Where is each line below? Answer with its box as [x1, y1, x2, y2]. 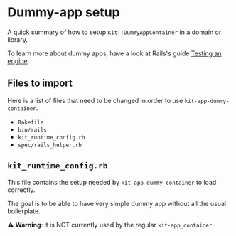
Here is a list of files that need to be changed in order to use [7, 96, 183, 104]
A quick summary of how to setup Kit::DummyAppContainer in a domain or [7, 28, 222, 36]
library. [7, 35, 28, 43]
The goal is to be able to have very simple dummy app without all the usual [7, 199, 226, 208]
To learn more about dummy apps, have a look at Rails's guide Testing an [7, 49, 222, 58]
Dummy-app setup [7, 4, 121, 21]
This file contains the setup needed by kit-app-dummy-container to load [7, 178, 217, 186]
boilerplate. [7, 207, 41, 215]
